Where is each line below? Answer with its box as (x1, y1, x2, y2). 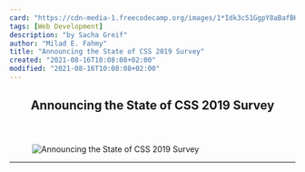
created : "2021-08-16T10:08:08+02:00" (9, 56, 156, 65)
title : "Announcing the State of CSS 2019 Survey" (9, 47, 205, 56)
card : (9, 13, 30, 23)
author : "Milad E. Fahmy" (9, 38, 107, 48)
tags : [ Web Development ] (9, 22, 103, 31)
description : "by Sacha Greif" (9, 30, 128, 39)
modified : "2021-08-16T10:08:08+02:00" (9, 65, 161, 74)
